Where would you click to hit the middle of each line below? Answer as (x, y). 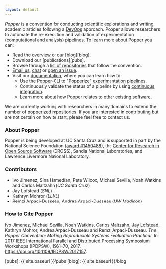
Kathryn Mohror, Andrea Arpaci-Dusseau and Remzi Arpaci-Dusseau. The (81, 230)
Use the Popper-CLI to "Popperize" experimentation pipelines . (83, 81)
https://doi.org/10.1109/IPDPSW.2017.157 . (46, 251)
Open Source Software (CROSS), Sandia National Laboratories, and (74, 151)
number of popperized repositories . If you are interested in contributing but (82, 112)
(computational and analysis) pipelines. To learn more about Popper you (79, 40)
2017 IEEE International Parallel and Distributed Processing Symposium (77, 241)
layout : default (22, 10)
